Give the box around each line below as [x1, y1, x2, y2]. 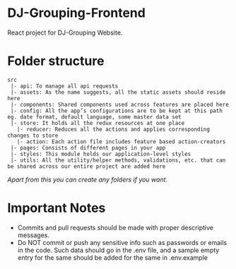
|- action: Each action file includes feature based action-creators [16, 138, 226, 145]
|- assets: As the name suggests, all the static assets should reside [10, 88, 226, 96]
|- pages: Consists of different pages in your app [10, 144, 166, 151]
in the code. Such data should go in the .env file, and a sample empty [17, 246, 220, 254]
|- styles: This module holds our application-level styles [10, 150, 191, 157]
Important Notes [7, 200, 106, 216]
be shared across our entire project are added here [7, 162, 166, 170]
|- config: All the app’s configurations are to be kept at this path [10, 107, 223, 114]
